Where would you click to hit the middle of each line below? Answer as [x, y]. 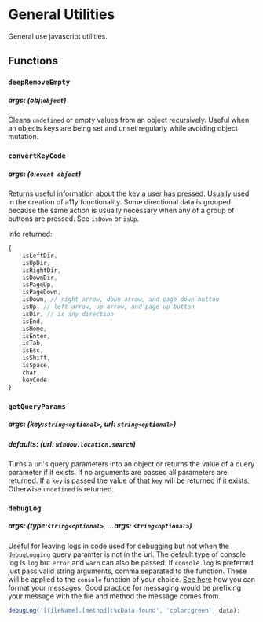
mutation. [24, 137]
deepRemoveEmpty [39, 83]
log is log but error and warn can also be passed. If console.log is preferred [131, 562]
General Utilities [62, 15]
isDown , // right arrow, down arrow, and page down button [121, 300]
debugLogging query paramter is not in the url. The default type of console [127, 554]
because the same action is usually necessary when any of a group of [121, 211]
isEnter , [37, 336]
